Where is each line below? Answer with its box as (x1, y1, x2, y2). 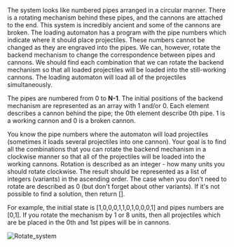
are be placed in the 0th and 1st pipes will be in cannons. (7, 218, 172, 227)
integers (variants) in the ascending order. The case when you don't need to (7, 175, 227, 183)
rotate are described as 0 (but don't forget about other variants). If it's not (7, 182, 220, 190)
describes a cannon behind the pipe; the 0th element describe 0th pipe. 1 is (7, 109, 226, 117)
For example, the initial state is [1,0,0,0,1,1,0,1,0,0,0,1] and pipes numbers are (7, 203, 224, 211)
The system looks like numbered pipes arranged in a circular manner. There (7, 6, 226, 14)
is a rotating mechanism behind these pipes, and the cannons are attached (7, 13, 223, 22)
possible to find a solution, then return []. (7, 189, 125, 198)
